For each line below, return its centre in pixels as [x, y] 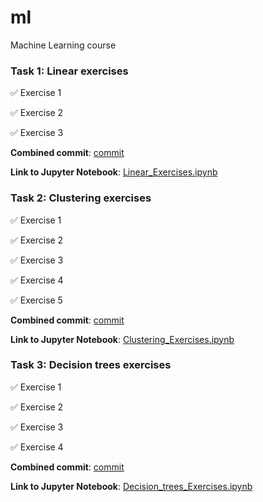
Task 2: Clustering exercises [81, 198]
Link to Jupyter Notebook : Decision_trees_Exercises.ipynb [131, 486]
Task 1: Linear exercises [69, 71]
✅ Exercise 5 [36, 300]
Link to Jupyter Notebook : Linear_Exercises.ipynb [114, 172]
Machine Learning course [63, 45]
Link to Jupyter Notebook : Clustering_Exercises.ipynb [122, 339]
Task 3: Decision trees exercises [91, 365]
